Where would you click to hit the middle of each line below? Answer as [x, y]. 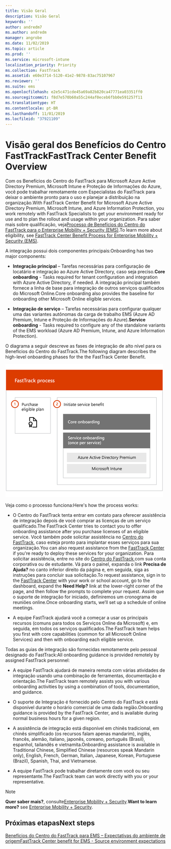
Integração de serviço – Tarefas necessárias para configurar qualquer [87, 309]
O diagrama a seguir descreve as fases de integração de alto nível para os [83, 346]
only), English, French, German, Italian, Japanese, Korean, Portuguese [87, 756]
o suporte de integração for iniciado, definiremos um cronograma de [85, 597]
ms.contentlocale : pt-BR [32, 108]
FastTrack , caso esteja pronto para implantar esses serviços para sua [86, 542]
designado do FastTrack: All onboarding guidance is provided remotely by [82, 655]
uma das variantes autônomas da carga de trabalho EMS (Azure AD [83, 314]
